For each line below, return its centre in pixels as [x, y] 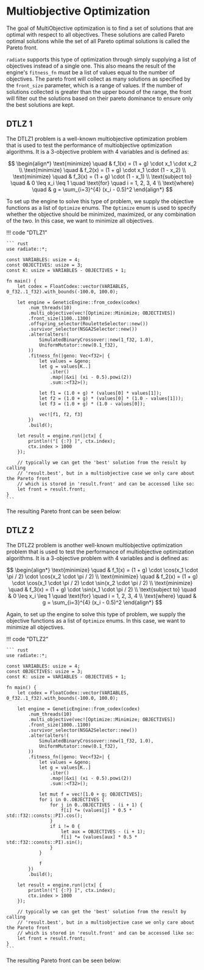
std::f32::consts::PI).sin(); [45, 842]
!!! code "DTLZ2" [27, 639]
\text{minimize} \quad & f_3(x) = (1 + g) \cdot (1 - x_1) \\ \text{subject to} [102, 176]
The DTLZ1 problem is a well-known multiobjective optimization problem [97, 138]
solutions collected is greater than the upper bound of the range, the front [99, 92]
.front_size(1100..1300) [60, 318]
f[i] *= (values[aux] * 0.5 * [99, 837]
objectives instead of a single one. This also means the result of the [91, 66]
